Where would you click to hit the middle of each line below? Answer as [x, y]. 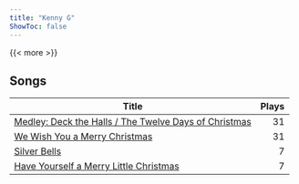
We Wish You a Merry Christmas [83, 137]
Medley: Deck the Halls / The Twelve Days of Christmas [133, 122]
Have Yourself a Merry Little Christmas [97, 167]
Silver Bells [38, 151]
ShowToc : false [38, 26]
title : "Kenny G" [42, 18]
